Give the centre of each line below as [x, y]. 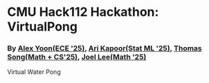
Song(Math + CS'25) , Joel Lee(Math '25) [77, 57]
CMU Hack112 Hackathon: [83, 12]
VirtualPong [43, 27]
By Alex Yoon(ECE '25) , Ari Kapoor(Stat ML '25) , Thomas [104, 48]
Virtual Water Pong [34, 72]
